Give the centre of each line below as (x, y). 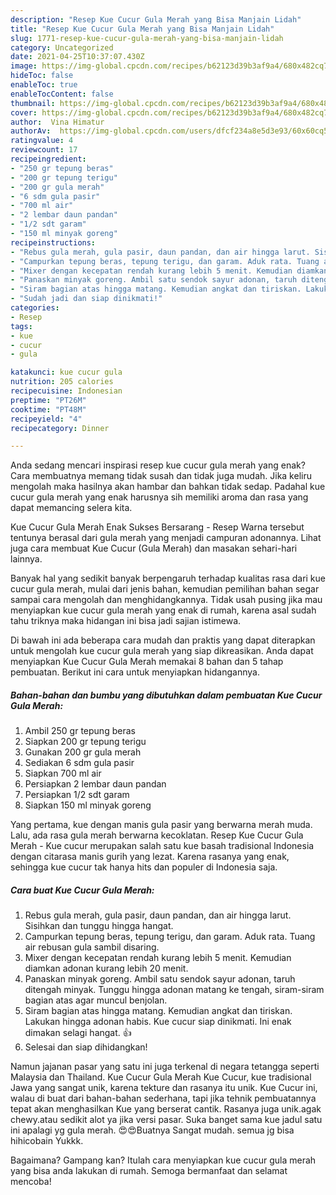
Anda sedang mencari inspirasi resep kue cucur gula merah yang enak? (158, 465)
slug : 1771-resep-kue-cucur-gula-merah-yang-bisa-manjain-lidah (147, 38)
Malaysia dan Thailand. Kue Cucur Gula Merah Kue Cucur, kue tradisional (161, 1077)
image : (24, 66)
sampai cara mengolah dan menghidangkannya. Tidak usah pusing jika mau (166, 600)
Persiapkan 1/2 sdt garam (77, 795)
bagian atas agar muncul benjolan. (96, 1000)
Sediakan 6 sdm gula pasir (79, 763)
